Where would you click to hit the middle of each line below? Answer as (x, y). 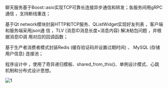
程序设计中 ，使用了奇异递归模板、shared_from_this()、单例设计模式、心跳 (82, 64)
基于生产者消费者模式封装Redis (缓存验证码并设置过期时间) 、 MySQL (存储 (83, 47)
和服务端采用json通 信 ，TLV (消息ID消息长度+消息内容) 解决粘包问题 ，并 (81, 30)
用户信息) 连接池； (24, 53)
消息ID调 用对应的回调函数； (39, 37)
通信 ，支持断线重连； (28, 13)
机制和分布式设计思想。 (29, 70)
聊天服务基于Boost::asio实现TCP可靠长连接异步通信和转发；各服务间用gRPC (84, 7)
